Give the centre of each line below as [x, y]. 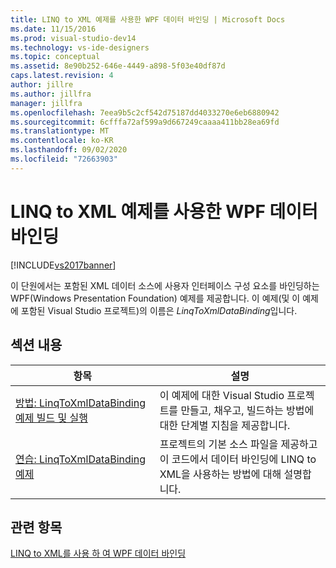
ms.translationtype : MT [60, 131]
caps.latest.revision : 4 [62, 76]
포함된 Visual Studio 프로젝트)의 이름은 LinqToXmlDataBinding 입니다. [159, 310]
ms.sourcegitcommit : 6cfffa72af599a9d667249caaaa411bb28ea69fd [145, 122]
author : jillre [42, 85]
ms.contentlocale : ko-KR [62, 141]
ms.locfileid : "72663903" [64, 159]
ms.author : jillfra [51, 94]
